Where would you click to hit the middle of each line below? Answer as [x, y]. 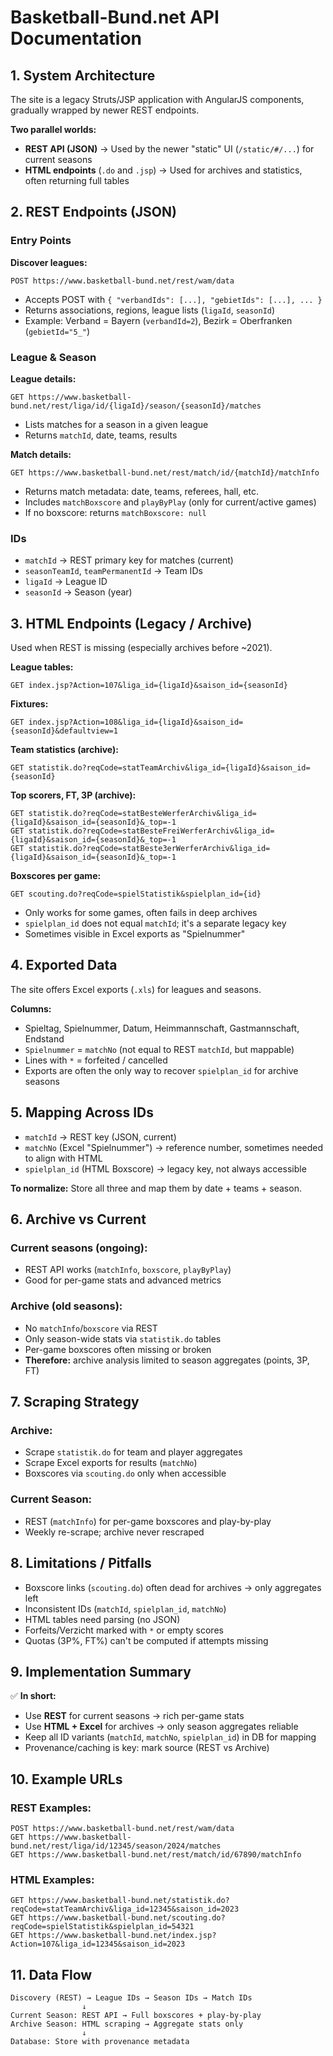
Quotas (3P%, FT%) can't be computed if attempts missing [146, 1640]
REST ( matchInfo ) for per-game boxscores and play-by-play [148, 1521]
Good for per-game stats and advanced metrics [123, 1280]
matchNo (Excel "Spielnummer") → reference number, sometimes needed [174, 1147]
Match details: [41, 454]
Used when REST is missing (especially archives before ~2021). [141, 648]
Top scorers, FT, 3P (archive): [73, 795]
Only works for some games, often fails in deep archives [141, 913]
